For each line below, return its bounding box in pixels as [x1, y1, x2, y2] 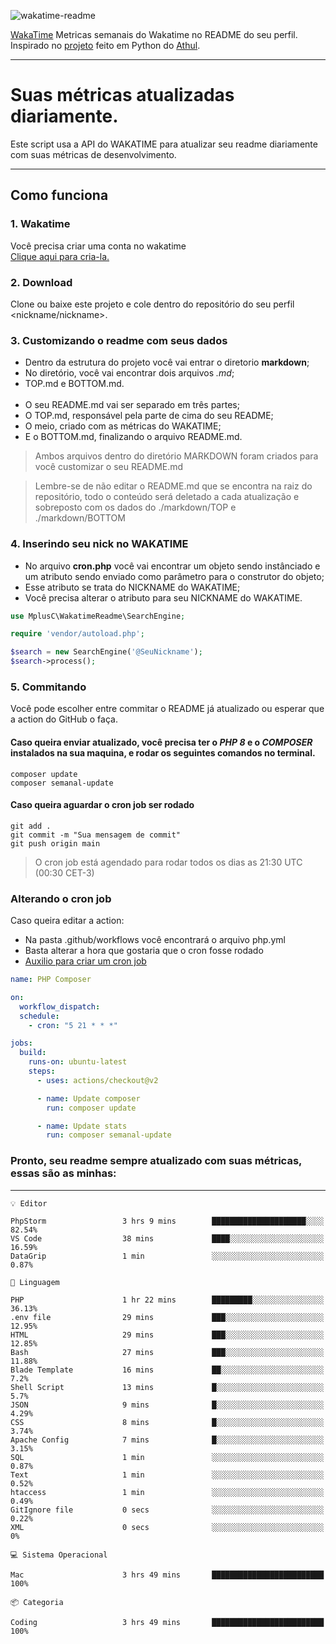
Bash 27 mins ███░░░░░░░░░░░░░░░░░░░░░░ [10, 1347, 325, 1357]
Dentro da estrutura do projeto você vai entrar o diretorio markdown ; [24, 356, 310, 369]
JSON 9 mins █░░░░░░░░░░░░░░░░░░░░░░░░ [10, 1400, 325, 1410]
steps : [28, 1066, 56, 1077]
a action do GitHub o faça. [10, 713, 118, 725]
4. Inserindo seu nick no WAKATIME [10, 537, 189, 551]
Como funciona [10, 187, 109, 204]
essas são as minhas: [10, 1166, 117, 1180]
